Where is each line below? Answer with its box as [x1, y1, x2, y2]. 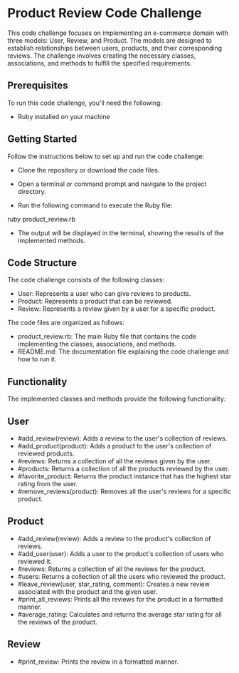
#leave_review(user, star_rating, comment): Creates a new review [17, 580, 210, 588]
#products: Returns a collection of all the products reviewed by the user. [17, 465, 230, 473]
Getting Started [7, 133, 78, 145]
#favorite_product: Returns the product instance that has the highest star [17, 472, 232, 481]
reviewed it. [17, 557, 52, 565]
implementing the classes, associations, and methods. [17, 340, 177, 349]
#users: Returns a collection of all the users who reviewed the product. [17, 572, 225, 580]
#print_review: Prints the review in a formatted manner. [17, 657, 179, 666]
